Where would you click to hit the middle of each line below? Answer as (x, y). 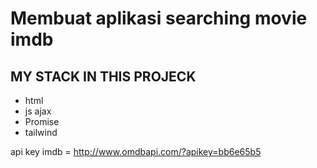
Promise (42, 121)
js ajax (38, 111)
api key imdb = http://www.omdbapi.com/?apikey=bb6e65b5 (136, 151)
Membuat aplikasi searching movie (159, 18)
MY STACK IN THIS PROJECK (103, 76)
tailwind (41, 132)
